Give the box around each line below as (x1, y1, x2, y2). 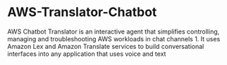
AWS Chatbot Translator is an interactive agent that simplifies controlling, (7, 27, 220, 36)
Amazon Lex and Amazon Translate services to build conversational (7, 42, 204, 50)
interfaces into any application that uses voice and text (7, 50, 166, 58)
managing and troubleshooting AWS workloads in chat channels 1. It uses (7, 34, 221, 43)
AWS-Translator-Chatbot (7, 4, 157, 20)
